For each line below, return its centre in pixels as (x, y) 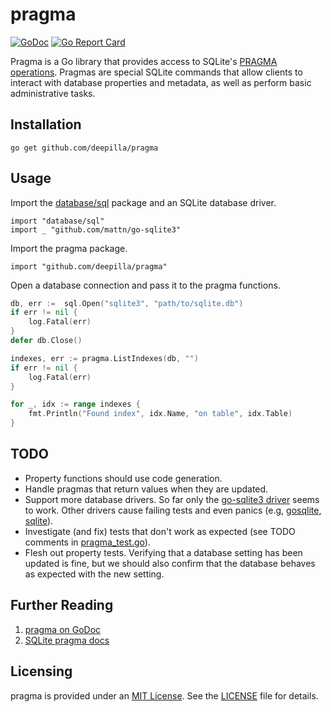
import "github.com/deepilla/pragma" (89, 266)
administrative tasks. (53, 93)
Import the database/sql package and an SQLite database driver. (143, 202)
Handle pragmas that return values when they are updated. (146, 489)
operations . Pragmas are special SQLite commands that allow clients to (156, 72)
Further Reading (62, 605)
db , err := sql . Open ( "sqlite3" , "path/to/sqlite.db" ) (127, 303)
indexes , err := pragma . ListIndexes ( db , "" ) (104, 358)
